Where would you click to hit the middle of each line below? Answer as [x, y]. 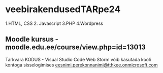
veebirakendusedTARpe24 [63, 9]
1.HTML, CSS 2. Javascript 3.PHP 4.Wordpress [54, 23]
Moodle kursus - [32, 39]
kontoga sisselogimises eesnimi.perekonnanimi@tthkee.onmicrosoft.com [81, 65]
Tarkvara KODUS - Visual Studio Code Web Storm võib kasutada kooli [78, 59]
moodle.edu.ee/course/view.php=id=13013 [75, 47]
